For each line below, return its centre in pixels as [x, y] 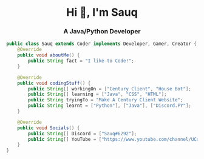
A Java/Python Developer [102, 32]
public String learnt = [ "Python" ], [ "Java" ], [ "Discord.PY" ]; [110, 106]
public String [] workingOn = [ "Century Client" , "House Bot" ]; [110, 89]
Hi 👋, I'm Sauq [102, 12]
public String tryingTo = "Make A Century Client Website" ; [106, 100]
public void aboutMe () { [49, 55]
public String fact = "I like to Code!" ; [81, 61]
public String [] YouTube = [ [65, 139]
